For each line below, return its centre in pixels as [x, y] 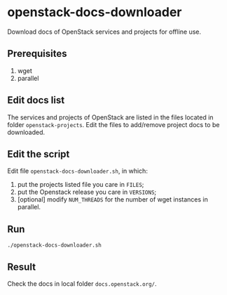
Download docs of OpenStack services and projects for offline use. [104, 32]
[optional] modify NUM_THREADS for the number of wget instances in [113, 199]
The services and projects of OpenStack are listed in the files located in [110, 117]
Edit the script [39, 154]
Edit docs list [36, 100]
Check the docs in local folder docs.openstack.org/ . [82, 284]
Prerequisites [37, 54]
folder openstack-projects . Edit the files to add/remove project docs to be [113, 124]
